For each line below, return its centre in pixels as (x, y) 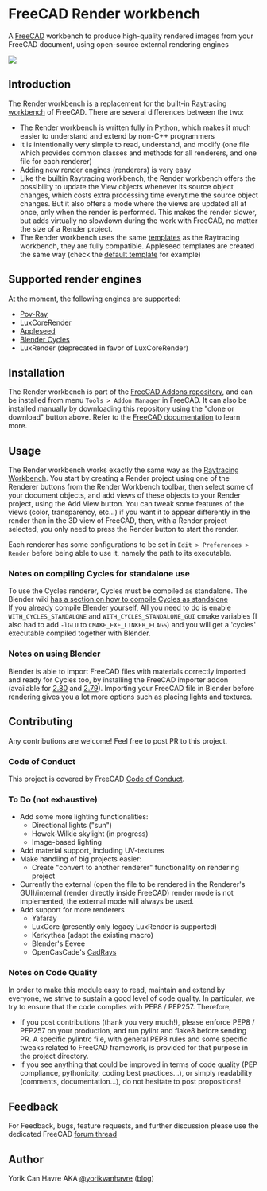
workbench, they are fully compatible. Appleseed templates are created (137, 246)
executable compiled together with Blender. (79, 633)
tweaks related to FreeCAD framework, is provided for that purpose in (134, 1048)
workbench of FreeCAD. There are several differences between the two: (126, 111)
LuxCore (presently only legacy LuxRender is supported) (124, 927)
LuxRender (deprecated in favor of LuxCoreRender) (104, 348)
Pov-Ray (34, 314)
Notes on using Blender (54, 654)
